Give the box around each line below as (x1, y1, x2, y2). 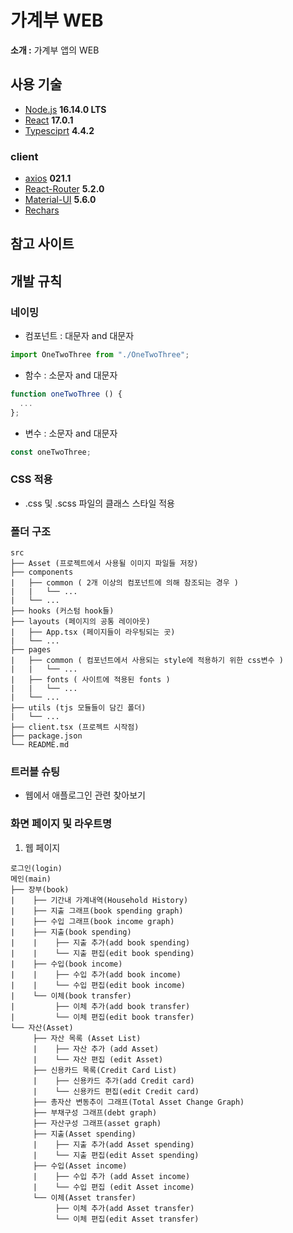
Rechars (24, 204, 60, 216)
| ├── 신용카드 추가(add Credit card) (32, 1076, 195, 1086)
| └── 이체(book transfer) (10, 991, 132, 1001)
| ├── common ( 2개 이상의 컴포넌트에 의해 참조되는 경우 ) (10, 578, 239, 588)
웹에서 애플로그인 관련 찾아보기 (24, 789, 146, 801)
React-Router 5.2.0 (24, 183, 105, 195)
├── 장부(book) (10, 884, 70, 895)
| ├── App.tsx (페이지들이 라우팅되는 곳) (10, 627, 176, 638)
